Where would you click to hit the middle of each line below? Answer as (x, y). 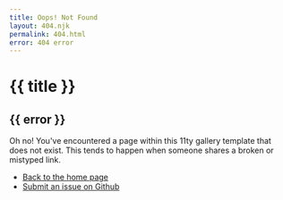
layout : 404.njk (39, 26)
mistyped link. (35, 160)
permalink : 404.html (48, 34)
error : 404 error (42, 42)
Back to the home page (65, 177)
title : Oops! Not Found (54, 17)
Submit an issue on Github (71, 187)
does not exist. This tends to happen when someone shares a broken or (142, 150)
